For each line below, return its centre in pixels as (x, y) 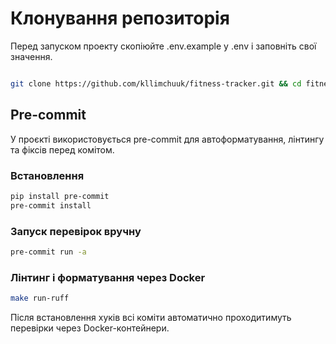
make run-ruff (40, 298)
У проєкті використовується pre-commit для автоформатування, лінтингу (167, 139)
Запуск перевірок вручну (76, 231)
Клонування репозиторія (120, 18)
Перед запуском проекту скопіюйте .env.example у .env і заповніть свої (163, 46)
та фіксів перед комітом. (62, 149)
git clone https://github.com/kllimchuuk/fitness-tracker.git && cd (156, 83)
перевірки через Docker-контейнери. (90, 328)
